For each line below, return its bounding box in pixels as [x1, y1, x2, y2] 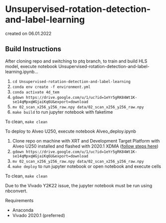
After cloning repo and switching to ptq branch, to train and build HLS [5, 58, 148, 64]
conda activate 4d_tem [12, 89, 60, 95]
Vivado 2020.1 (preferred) [12, 212, 66, 218]
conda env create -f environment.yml [12, 84, 91, 89]
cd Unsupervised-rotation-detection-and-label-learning [12, 79, 131, 84]
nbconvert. [5, 188, 28, 194]
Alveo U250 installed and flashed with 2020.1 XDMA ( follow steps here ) [12, 143, 159, 149]
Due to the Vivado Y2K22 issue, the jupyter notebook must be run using [5, 182, 153, 188]
